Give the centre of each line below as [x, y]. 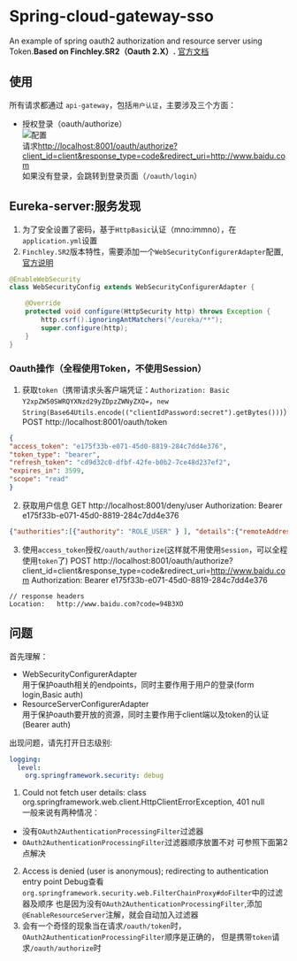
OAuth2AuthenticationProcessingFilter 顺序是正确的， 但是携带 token [147, 937]
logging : [25, 759]
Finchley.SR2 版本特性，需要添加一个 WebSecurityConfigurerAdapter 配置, [153, 251]
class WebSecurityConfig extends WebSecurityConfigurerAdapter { [132, 288]
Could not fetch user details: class [84, 793]
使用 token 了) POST [57, 560]
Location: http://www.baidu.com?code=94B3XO [96, 604]
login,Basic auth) [53, 694]
